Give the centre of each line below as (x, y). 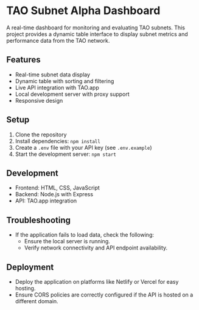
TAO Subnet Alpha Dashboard (83, 11)
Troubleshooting (39, 220)
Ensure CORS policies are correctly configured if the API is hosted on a (104, 295)
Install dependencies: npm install (58, 141)
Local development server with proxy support (72, 94)
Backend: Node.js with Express (54, 194)
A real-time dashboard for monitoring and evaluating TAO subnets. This (96, 28)
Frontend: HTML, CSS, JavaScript (58, 188)
